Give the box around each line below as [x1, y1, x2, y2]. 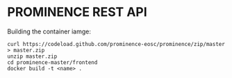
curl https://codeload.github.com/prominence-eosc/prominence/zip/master [7, 40, 226, 47]
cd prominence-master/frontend [7, 58, 98, 66]
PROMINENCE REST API [7, 4, 147, 20]
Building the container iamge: [7, 27, 92, 36]
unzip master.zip [7, 53, 58, 60]
